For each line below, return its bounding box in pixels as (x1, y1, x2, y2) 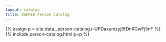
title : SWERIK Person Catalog (5, 12, 70, 17)
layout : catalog (5, 7, 40, 12)
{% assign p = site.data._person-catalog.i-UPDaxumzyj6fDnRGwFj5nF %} (5, 25, 161, 31)
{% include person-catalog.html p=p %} (5, 31, 90, 37)
